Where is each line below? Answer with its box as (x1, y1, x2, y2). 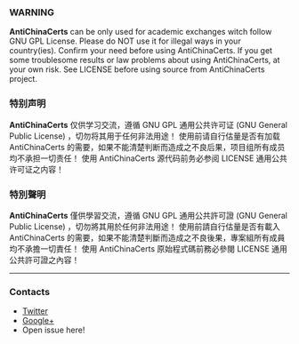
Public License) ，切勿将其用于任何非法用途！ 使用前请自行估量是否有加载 (9, 131, 280, 141)
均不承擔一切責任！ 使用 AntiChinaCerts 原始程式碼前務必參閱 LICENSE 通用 (9, 243, 287, 254)
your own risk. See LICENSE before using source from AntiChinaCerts (9, 64, 265, 75)
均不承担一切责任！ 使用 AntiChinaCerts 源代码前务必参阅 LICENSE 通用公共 (9, 153, 287, 164)
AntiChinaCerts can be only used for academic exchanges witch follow (9, 27, 272, 37)
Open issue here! (21, 324, 85, 335)
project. (9, 74, 38, 84)
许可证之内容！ (9, 164, 64, 174)
